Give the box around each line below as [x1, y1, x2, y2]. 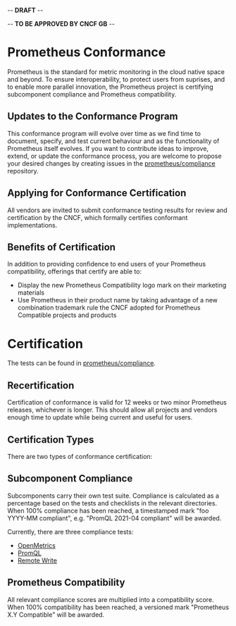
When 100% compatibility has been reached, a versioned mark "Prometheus [7, 603, 230, 611]
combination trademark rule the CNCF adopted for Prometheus [17, 303, 201, 312]
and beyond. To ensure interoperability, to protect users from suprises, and [7, 75, 225, 83]
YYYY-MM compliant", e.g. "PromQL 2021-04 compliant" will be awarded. [7, 514, 222, 522]
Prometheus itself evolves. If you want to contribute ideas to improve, [7, 144, 209, 152]
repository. [7, 166, 39, 175]
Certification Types [7, 434, 94, 446]
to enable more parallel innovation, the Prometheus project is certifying [7, 82, 213, 91]
